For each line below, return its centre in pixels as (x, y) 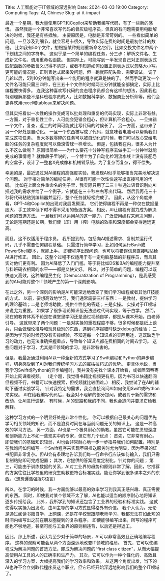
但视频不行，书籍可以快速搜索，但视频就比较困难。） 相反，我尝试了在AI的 (80, 382)
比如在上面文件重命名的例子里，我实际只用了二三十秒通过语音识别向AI (86, 185)
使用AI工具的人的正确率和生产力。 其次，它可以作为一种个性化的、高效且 (83, 555)
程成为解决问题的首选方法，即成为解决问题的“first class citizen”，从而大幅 (80, 549)
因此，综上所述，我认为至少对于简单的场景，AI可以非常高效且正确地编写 (78, 537)
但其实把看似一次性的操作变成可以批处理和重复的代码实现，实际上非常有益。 (82, 113)
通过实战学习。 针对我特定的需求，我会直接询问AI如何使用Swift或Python (87, 388)
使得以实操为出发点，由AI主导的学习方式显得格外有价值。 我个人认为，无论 (81, 508)
